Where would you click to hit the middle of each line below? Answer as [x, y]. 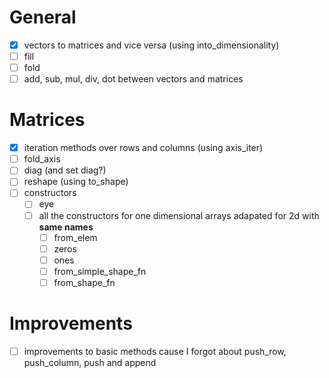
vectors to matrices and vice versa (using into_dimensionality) [151, 45]
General [43, 17]
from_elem [75, 237]
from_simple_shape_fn [100, 271]
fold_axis [42, 159]
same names [66, 227]
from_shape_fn [84, 282]
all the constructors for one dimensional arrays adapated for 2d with [179, 215]
